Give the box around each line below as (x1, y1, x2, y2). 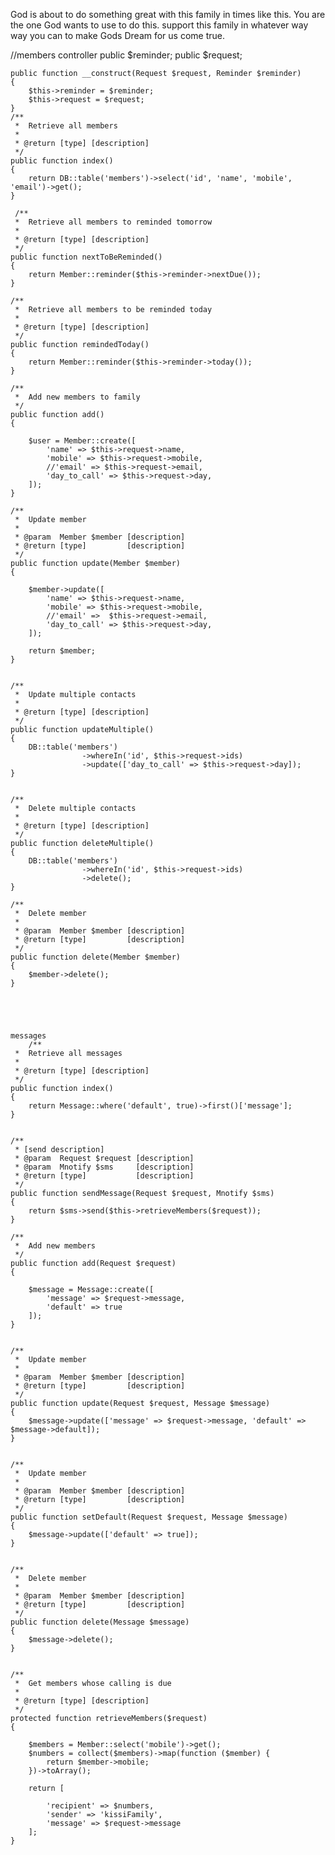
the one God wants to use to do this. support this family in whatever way (10, 19, 309, 31)
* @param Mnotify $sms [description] (14, 1162, 195, 1172)
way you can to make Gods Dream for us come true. (10, 30, 225, 41)
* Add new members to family (14, 392, 141, 402)
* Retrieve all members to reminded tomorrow (14, 217, 213, 227)
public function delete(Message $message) (10, 1617, 190, 1627)
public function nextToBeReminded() (10, 252, 163, 262)
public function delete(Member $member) (10, 952, 182, 962)
